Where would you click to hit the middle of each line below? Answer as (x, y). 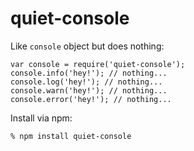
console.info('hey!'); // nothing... (89, 73)
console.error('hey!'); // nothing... (91, 99)
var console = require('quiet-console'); (98, 64)
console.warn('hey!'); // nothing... (89, 90)
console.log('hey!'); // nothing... (86, 82)
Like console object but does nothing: (87, 46)
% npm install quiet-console (71, 136)
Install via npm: (41, 118)
